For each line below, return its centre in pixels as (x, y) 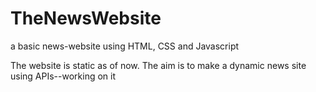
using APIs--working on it (63, 76)
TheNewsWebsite (86, 18)
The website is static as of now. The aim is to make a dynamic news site (158, 65)
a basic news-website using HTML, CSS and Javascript (125, 46)
